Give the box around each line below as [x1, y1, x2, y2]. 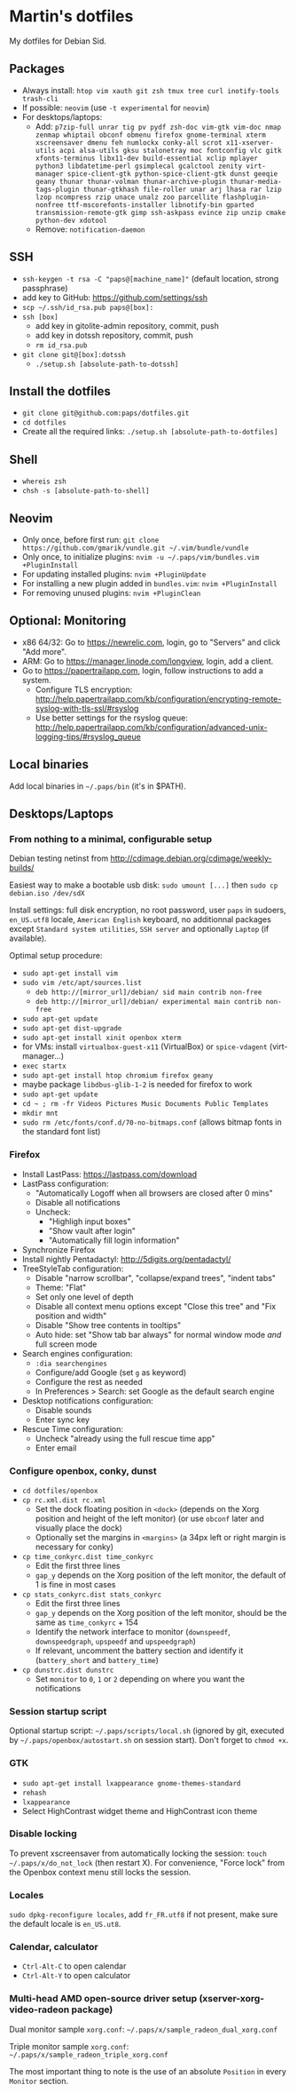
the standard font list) [21, 1126, 101, 1137]
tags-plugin [35, 185, 80, 194]
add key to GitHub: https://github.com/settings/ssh [21, 291, 208, 303]
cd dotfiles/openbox [21, 1486, 98, 1495]
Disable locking [9, 1827, 77, 1840]
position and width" [35, 1310, 107, 1321]
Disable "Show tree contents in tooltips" [35, 1319, 182, 1330]
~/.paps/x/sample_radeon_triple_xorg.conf [9, 2050, 168, 2059]
